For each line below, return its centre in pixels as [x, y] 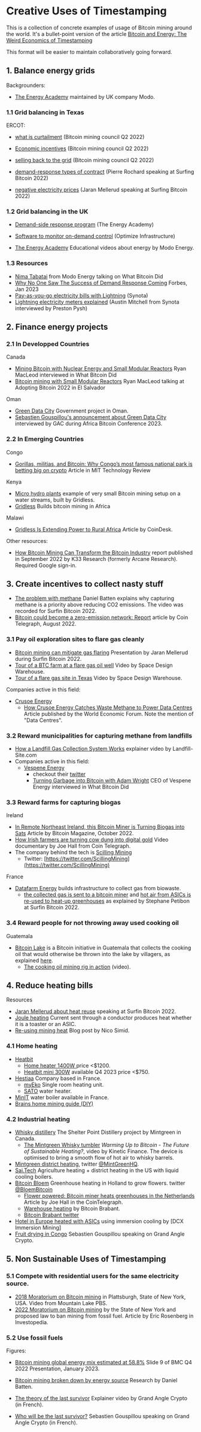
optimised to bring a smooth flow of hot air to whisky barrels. [99, 1158]
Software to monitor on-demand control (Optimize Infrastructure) [95, 236]
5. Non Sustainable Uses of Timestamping [86, 1259]
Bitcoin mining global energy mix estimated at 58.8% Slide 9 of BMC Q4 [103, 1363]
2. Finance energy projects [57, 327]
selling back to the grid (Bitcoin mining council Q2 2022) [84, 160]
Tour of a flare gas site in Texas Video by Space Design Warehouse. [98, 678]
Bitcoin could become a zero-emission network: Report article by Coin [101, 617]
